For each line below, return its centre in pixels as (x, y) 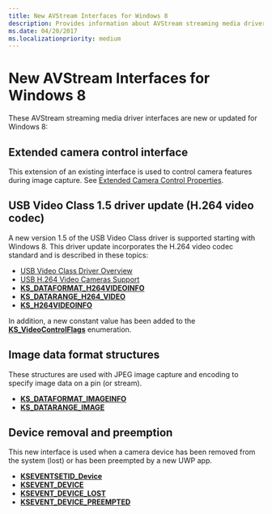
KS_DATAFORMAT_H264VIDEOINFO (82, 287)
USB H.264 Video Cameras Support (80, 279)
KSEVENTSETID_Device (61, 476)
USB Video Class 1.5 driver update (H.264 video (131, 206)
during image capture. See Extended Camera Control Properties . (116, 180)
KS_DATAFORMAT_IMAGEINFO (73, 398)
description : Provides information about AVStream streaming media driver (137, 23)
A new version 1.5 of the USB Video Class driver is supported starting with (132, 238)
